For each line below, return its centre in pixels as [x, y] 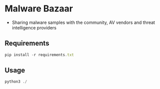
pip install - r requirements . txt [39, 55]
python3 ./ [16, 82]
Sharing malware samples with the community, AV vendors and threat [83, 22]
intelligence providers [34, 27]
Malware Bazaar [39, 9]
